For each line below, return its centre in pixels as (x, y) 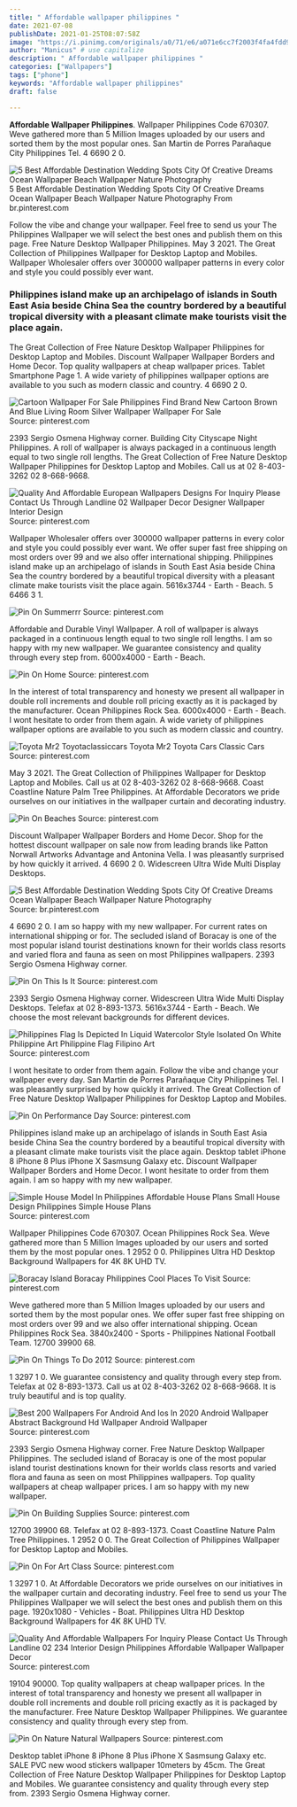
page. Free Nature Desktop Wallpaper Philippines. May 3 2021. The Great (142, 244)
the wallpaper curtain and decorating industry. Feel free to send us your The (148, 1593)
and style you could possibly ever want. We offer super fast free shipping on (148, 547)
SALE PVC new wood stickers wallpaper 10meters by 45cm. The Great (137, 1764)
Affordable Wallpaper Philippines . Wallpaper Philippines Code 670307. (139, 124)
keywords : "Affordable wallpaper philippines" (96, 83)
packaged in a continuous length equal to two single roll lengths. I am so (141, 638)
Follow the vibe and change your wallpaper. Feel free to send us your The (143, 225)
